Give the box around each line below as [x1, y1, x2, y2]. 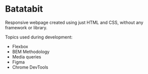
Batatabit [5, 3, 43, 15]
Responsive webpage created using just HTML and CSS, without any [5, 19, 144, 25]
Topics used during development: [5, 34, 73, 40]
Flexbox [12, 43, 28, 49]
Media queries [12, 54, 42, 59]
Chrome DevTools [12, 64, 48, 70]
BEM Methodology [12, 49, 50, 55]
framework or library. [5, 24, 48, 30]
